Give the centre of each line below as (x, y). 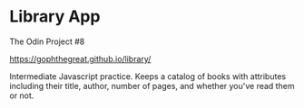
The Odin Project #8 (47, 41)
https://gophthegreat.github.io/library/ (80, 58)
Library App (55, 17)
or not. (22, 95)
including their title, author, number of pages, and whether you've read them (152, 85)
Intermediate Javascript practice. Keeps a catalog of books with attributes (148, 76)
